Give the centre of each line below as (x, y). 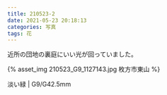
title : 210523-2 (31, 14)
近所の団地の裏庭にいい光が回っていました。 (73, 54)
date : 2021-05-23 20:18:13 (47, 20)
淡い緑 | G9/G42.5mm (39, 84)
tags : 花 (19, 33)
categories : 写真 (32, 27)
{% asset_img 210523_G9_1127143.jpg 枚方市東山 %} (84, 69)
